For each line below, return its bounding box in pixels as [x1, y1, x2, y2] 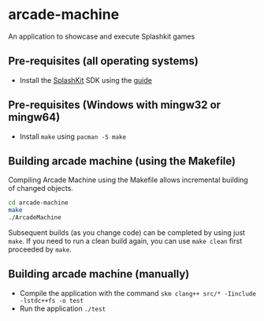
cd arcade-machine [8, 199, 69, 207]
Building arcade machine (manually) [8, 267, 190, 281]
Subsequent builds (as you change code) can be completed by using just [8, 228, 246, 237]
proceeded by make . [8, 244, 73, 254]
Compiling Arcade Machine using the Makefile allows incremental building [8, 175, 248, 185]
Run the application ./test [19, 304, 106, 313]
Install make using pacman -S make [19, 132, 127, 141]
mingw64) [8, 110, 61, 124]
